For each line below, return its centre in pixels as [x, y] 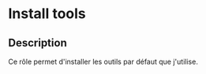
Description [37, 43]
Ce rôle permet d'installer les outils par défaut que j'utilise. [103, 61]
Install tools [47, 14]
